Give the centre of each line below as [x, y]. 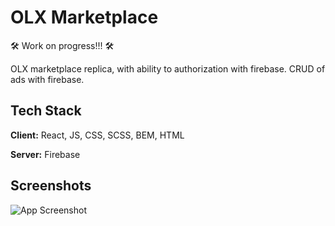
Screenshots [51, 186]
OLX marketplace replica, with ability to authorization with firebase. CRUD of [168, 68]
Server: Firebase [45, 154]
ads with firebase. [47, 79]
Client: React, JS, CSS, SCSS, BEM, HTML [97, 135]
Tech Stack [46, 111]
